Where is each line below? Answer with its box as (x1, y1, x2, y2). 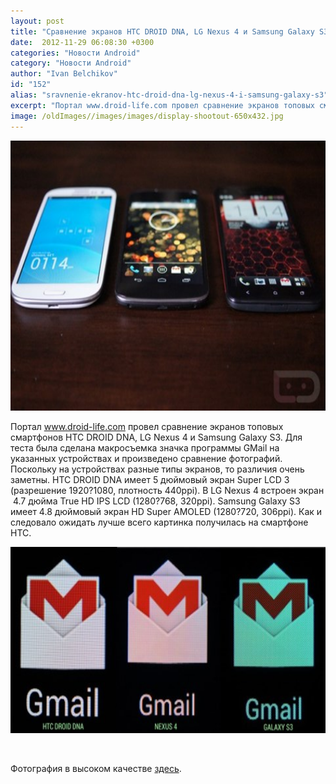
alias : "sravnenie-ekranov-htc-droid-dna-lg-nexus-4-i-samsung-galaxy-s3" (10, 90, 329, 100)
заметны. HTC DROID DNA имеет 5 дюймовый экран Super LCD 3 (10, 473, 290, 485)
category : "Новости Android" (10, 58, 132, 69)
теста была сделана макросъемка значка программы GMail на (10, 441, 280, 454)
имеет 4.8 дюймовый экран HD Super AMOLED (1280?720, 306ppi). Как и (10, 505, 323, 517)
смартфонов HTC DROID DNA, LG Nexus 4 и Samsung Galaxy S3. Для (10, 431, 303, 443)
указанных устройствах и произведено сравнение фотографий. (10, 452, 283, 464)
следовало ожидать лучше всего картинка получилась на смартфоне (10, 516, 309, 528)
